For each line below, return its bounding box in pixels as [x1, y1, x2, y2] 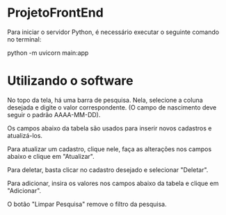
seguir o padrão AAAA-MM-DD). [7, 110, 101, 119]
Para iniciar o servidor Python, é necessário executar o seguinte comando [7, 28, 220, 36]
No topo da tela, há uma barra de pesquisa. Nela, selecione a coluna [7, 96, 203, 104]
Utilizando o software [7, 73, 134, 89]
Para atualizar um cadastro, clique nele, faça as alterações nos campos [7, 144, 212, 153]
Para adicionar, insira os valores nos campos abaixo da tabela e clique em [7, 179, 219, 187]
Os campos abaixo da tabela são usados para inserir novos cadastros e [7, 123, 212, 132]
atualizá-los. [7, 131, 43, 139]
